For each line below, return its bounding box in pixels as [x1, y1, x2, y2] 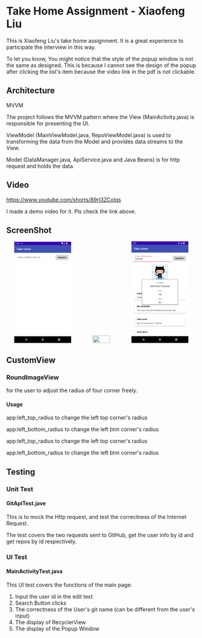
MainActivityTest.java [6, 568, 63, 575]
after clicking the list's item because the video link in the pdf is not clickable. [6, 68, 196, 75]
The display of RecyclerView [14, 618, 86, 626]
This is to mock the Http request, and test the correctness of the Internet [6, 513, 187, 520]
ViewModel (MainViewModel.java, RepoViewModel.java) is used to [6, 131, 171, 138]
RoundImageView [6, 373, 59, 381]
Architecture [6, 86, 55, 96]
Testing [6, 466, 36, 477]
